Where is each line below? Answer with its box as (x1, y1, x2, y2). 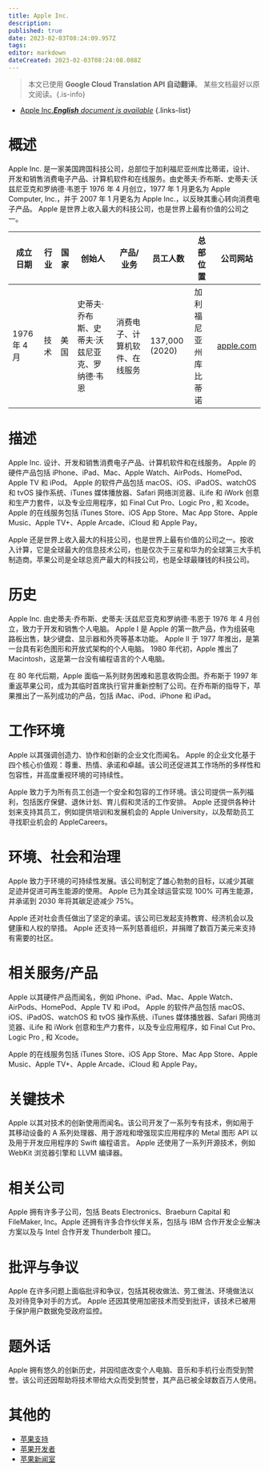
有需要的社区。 (8, 933, 58, 942)
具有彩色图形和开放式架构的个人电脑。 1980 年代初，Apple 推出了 (22, 644, 239, 653)
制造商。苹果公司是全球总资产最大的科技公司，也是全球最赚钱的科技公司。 (8, 554, 254, 565)
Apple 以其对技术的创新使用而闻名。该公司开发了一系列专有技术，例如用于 (8, 1118, 255, 1127)
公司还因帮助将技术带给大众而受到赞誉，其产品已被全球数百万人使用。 (29, 1375, 261, 1385)
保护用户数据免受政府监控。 (14, 1306, 106, 1316)
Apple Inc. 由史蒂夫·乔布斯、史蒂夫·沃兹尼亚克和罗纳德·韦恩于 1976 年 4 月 (8, 613, 253, 623)
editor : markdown (8, 49, 66, 57)
